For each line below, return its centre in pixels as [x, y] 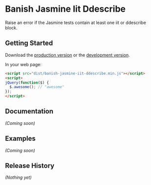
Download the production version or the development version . [67, 55]
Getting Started [29, 43]
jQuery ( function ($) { [27, 82]
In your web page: [23, 64]
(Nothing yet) [18, 178]
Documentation [29, 111]
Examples [20, 139]
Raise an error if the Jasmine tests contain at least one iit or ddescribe [76, 23]
